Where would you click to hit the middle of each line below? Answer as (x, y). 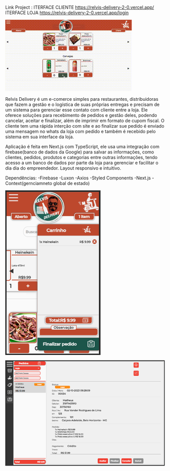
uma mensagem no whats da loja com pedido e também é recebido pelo (80, 131)
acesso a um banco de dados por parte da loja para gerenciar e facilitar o (82, 163)
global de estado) (71, 183)
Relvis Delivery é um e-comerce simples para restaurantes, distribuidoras (82, 99)
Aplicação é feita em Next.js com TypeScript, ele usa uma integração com (82, 147)
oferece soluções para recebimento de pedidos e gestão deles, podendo (81, 115)
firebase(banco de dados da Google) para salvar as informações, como (80, 152)
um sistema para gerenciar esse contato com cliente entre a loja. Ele (76, 110)
